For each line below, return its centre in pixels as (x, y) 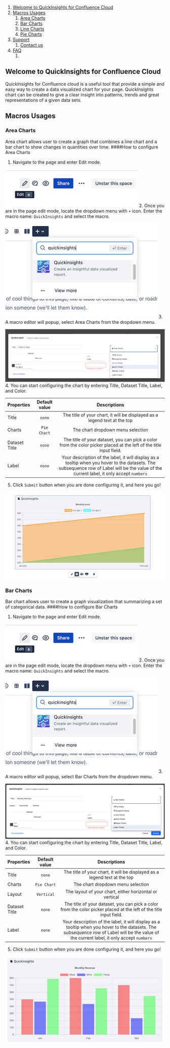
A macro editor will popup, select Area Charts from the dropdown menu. (80, 322)
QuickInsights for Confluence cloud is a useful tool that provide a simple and (85, 84)
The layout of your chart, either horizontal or (112, 891)
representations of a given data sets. (44, 100)
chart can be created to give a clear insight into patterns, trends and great (82, 95)
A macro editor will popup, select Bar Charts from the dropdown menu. (79, 777)
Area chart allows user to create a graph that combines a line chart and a (81, 141)
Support (21, 40)
